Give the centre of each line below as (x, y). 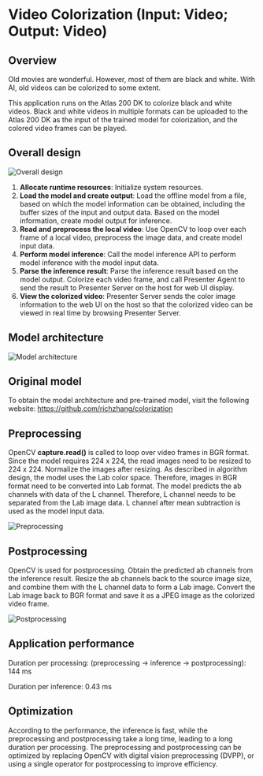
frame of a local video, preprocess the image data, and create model (131, 237)
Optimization (41, 711)
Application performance (72, 644)
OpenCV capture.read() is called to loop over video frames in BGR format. (129, 453)
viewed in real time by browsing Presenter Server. (100, 312)
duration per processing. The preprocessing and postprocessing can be (125, 747)
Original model (45, 381)
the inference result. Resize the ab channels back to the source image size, (130, 579)
